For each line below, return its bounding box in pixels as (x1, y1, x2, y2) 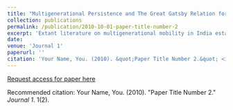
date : (7, 36, 23, 43)
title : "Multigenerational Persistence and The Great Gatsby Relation (7, 10, 216, 17)
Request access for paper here (7, 74, 96, 83)
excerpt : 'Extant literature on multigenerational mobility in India (7, 29, 213, 37)
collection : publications (7, 17, 82, 24)
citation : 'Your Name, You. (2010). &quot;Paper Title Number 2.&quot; (7, 56, 218, 63)
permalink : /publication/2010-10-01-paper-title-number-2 (7, 23, 178, 30)
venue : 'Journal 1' (7, 42, 64, 49)
